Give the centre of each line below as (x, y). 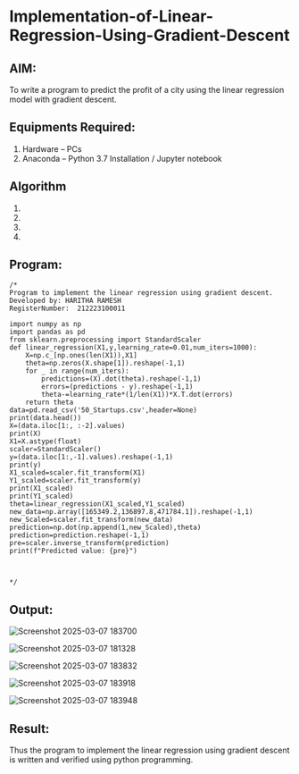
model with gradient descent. (63, 99)
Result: (29, 729)
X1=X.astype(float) (46, 442)
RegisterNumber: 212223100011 (67, 309)
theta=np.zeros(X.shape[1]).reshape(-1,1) (105, 364)
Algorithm (38, 186)
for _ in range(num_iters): (77, 371)
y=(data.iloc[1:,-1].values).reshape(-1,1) (91, 458)
